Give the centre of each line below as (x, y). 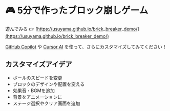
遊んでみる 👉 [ (21, 29)
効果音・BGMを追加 (34, 91)
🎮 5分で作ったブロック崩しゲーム (77, 10)
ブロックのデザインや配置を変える (49, 84)
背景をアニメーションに (37, 97)
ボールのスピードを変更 (37, 78)
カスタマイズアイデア (39, 64)
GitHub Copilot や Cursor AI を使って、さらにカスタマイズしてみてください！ (86, 47)
